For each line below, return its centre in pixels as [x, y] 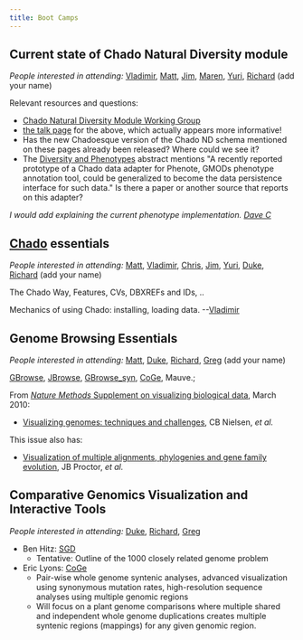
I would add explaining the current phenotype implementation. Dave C [140, 215]
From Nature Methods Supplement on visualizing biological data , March [143, 395]
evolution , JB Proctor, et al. [73, 467]
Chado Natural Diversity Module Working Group [111, 121]
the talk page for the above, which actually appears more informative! [152, 130]
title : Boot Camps [44, 18]
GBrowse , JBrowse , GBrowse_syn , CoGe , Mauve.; [103, 378]
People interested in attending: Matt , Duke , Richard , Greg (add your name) [148, 360]
